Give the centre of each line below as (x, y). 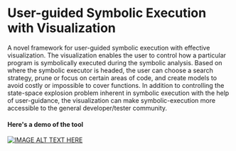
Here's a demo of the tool (45, 124)
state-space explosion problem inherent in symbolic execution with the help (118, 93)
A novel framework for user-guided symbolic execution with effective (109, 47)
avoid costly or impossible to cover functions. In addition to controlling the (116, 85)
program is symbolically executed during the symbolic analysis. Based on (115, 62)
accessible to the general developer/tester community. (87, 108)
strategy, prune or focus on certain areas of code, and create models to (112, 78)
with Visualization (61, 28)
